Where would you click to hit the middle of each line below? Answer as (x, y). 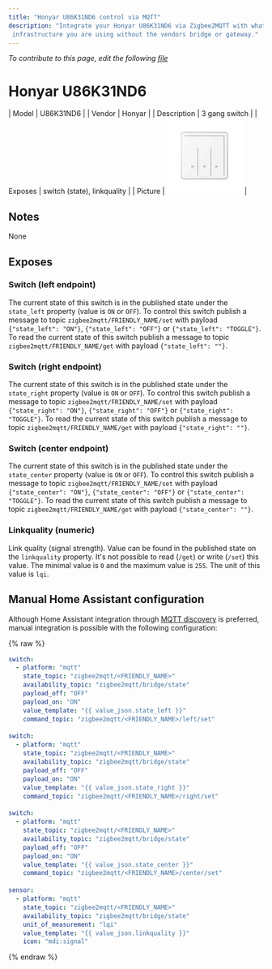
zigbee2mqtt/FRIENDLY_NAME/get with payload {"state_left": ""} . (118, 346)
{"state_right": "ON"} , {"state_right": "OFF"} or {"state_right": (121, 411)
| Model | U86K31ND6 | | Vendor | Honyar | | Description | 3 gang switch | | (133, 114)
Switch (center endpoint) (59, 449)
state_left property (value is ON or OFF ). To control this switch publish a (127, 311)
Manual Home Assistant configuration (106, 599)
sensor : (21, 890)
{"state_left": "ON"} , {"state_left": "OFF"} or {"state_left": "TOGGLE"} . (135, 328)
